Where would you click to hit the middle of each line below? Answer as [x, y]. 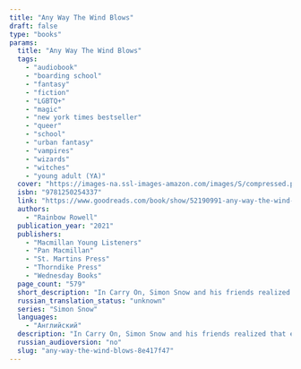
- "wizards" [47, 159]
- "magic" [44, 109]
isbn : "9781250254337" [60, 193]
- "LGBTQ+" [46, 101]
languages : [38, 318]
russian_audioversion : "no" [70, 342]
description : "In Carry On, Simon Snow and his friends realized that [152, 334]
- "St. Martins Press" [68, 259]
